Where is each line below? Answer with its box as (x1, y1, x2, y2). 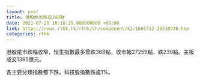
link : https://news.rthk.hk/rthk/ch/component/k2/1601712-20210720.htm (6, 25, 189, 32)
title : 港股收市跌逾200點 (6, 14, 65, 20)
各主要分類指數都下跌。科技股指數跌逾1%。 (6, 68, 114, 76)
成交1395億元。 (6, 56, 45, 63)
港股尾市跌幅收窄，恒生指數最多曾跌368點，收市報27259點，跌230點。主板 (6, 49, 194, 56)
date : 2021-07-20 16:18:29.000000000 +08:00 (6, 20, 120, 26)
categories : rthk (6, 31, 50, 37)
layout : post (6, 8, 39, 15)
